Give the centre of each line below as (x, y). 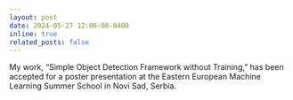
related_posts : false (49, 42)
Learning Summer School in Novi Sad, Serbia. (93, 86)
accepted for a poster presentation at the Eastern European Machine (135, 77)
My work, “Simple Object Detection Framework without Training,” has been (146, 67)
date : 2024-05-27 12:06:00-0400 (69, 26)
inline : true (33, 34)
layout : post (33, 17)
